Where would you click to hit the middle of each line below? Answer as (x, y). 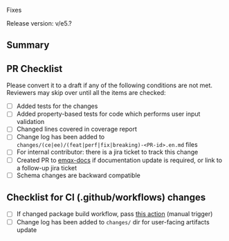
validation (30, 122)
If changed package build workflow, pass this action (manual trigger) (114, 214)
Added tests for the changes (57, 106)
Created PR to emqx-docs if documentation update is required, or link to (119, 160)
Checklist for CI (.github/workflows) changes (106, 198)
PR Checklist (35, 69)
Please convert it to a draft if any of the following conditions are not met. (109, 85)
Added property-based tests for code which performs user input (108, 114)
